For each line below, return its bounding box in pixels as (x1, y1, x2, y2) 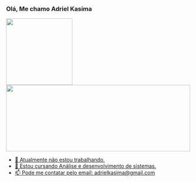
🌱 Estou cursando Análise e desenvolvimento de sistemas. (14, 162, 157, 170)
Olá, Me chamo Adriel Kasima (6, 5, 92, 13)
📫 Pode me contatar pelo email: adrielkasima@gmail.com (14, 169, 155, 176)
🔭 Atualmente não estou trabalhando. (14, 156, 105, 164)
